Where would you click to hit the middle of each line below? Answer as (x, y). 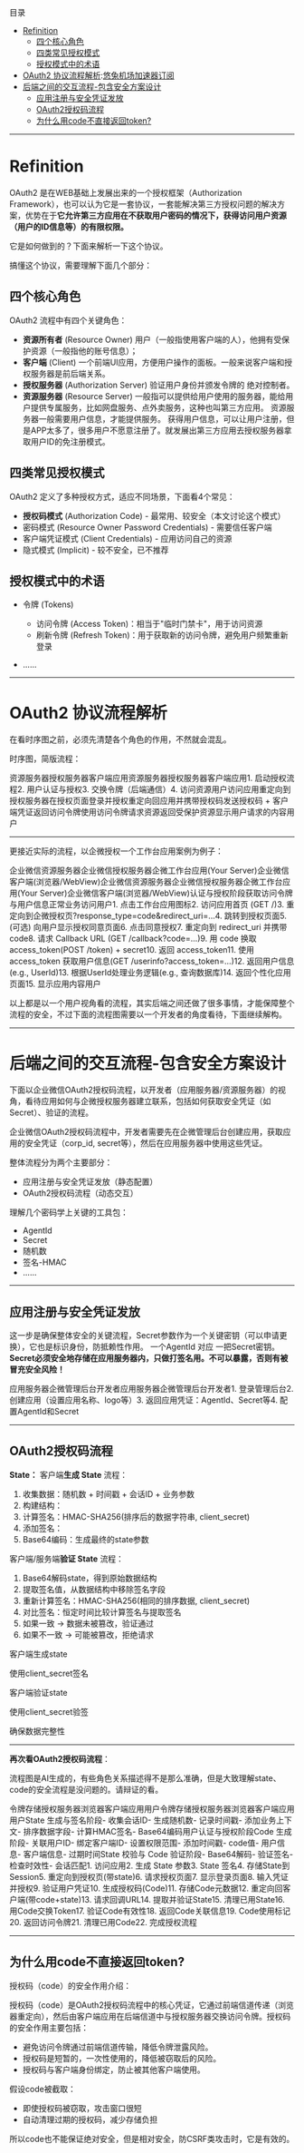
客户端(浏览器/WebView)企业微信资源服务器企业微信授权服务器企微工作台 (146, 882)
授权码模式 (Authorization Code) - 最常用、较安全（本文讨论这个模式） (154, 515)
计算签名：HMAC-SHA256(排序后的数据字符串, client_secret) (136, 1516)
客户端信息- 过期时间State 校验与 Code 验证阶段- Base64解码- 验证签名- (158, 1854)
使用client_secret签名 (49, 1673)
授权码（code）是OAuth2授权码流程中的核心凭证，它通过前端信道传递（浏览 (152, 2005)
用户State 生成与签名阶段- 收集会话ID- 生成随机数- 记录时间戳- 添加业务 (143, 1820)
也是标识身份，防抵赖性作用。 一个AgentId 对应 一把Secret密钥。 (158, 1347)
